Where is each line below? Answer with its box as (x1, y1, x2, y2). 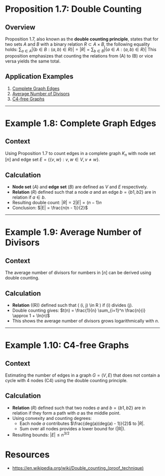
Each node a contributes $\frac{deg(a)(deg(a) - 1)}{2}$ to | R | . (19, 420, 145, 426)
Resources (5, 449, 50, 460)
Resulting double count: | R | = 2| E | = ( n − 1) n (12, 200, 102, 206)
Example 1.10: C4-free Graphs (5, 340, 129, 351)
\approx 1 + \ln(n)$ (12, 313, 50, 319)
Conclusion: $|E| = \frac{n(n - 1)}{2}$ (12, 205, 88, 211)
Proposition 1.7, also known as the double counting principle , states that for (5, 36, 159, 42)
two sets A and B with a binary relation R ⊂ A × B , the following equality (5, 41, 150, 47)
